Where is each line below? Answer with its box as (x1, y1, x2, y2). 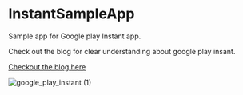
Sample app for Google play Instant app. (8, 31, 141, 41)
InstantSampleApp (8, 5, 135, 23)
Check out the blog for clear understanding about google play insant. (8, 46, 236, 56)
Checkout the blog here (8, 61, 86, 72)
